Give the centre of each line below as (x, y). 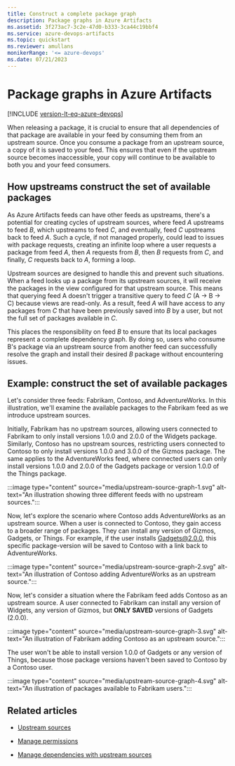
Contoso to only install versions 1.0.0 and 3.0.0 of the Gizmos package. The (116, 451)
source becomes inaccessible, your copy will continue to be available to (111, 157)
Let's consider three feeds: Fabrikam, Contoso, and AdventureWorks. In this (117, 401)
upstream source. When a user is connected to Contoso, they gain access (114, 524)
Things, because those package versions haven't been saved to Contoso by (117, 660)
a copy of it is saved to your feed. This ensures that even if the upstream (112, 150)
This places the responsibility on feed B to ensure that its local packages (112, 332)
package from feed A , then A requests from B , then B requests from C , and (115, 252)
